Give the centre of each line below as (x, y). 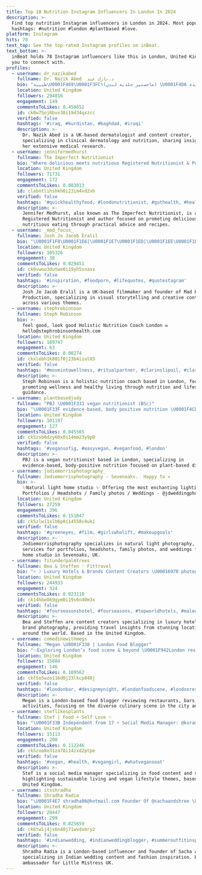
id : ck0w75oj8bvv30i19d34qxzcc (56, 113)
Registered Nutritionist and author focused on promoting (96, 219)
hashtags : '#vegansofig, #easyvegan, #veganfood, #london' (93, 449)
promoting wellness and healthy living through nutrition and (102, 387)
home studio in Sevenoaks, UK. (61, 555)
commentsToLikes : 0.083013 (51, 185)
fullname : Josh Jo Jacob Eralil (57, 235)
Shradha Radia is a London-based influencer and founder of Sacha (107, 852)
